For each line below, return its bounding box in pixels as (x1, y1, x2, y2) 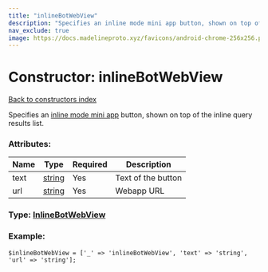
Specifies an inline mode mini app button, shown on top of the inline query (8, 110, 253, 120)
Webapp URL (115, 185, 165, 196)
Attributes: (8, 139, 52, 150)
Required (72, 159, 108, 170)
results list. (8, 119, 45, 128)
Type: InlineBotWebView (8, 209, 106, 220)
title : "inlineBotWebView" (8, 11, 98, 20)
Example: (8, 231, 45, 242)
